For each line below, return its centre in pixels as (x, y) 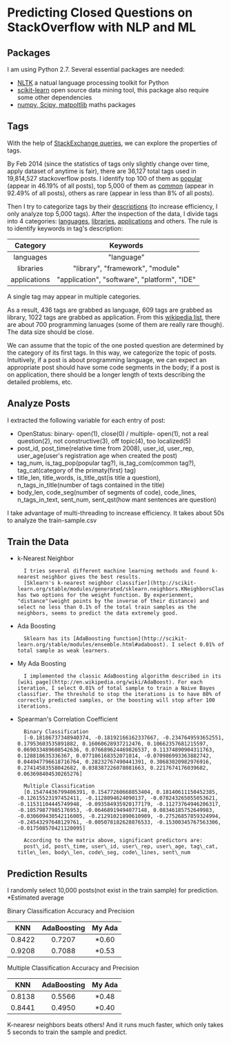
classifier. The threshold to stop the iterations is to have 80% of (119, 695)
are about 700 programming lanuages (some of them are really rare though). (115, 324)
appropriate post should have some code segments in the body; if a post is (113, 367)
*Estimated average (36, 897)
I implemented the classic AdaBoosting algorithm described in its (123, 676)
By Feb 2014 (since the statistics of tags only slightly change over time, (108, 163)
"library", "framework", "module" (126, 268)
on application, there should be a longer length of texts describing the (106, 375)
